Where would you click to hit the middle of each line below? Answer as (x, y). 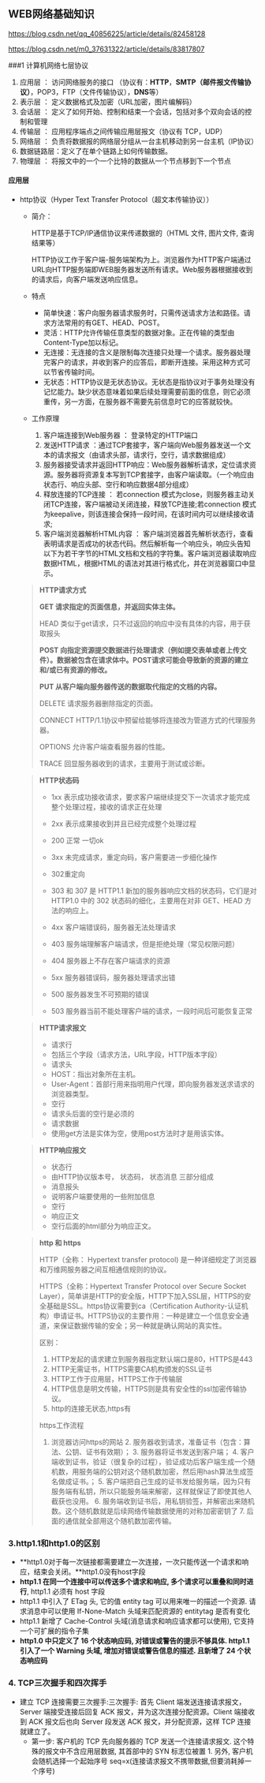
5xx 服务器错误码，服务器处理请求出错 (113, 977)
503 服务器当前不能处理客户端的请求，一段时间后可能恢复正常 (152, 1011)
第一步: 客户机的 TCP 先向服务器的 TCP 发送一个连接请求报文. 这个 (139, 1741)
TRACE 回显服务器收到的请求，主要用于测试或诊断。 (124, 764)
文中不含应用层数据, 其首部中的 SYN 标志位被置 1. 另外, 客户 (149, 1751)
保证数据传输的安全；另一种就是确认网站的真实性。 (143, 1326)
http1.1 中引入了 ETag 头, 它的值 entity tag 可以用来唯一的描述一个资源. (133, 1602)
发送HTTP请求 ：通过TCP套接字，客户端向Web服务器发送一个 (144, 445)
